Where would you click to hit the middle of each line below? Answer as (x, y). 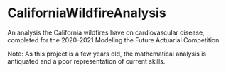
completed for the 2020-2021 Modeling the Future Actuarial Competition (113, 40)
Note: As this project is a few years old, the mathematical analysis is (107, 54)
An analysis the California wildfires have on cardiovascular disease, (106, 32)
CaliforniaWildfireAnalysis (87, 13)
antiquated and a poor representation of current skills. (86, 61)
